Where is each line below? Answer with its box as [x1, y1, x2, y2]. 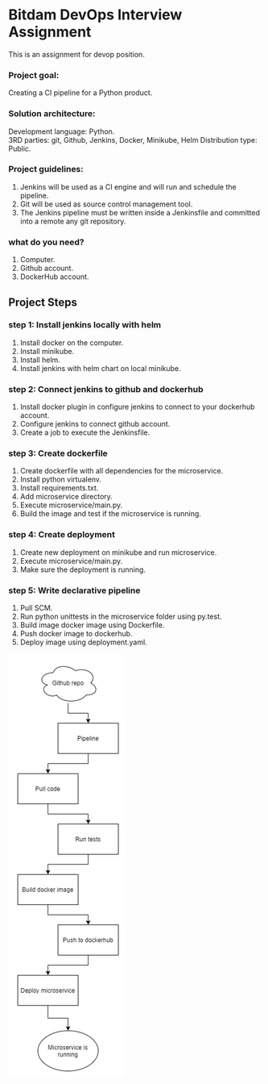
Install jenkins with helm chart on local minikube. [19, 363, 181, 373]
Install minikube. [19, 346, 75, 356]
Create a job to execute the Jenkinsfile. [19, 427, 150, 437]
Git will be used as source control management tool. [19, 199, 193, 209]
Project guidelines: [8, 164, 84, 175]
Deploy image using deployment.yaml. [19, 637, 147, 647]
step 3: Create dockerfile [8, 448, 109, 459]
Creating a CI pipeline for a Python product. [8, 88, 153, 98]
